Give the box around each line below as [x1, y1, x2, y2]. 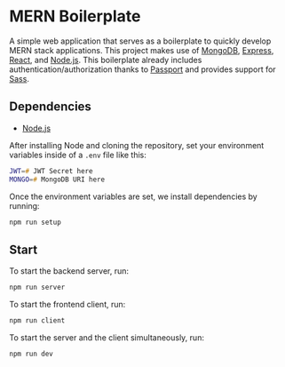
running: [9, 200, 40, 211]
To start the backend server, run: [9, 266, 130, 276]
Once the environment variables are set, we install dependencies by [9, 191, 257, 202]
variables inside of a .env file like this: [9, 149, 146, 160]
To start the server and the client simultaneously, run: [9, 331, 204, 343]
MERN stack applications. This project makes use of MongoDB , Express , [9, 44, 274, 55]
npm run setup [9, 218, 62, 227]
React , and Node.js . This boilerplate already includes [9, 54, 202, 65]
